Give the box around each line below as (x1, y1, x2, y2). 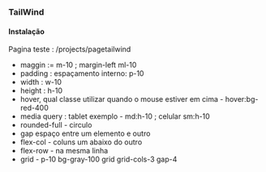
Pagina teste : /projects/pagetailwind (8, 44, 131, 54)
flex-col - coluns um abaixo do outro (19, 137, 143, 147)
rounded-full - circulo (19, 120, 92, 130)
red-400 (19, 103, 49, 113)
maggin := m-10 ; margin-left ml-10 (19, 60, 137, 70)
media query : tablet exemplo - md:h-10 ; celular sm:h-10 (19, 111, 211, 121)
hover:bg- (225, 94, 259, 104)
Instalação (8, 27, 45, 36)
